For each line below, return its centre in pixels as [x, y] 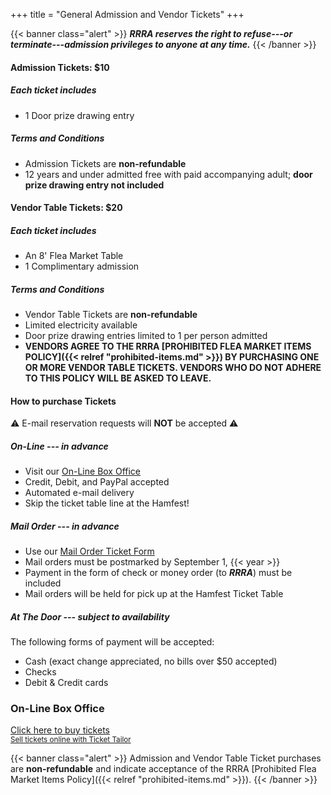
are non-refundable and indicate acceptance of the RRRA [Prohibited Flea [163, 769]
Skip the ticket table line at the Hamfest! [107, 503]
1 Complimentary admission [82, 266]
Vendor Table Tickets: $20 [66, 208]
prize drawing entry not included [94, 185]
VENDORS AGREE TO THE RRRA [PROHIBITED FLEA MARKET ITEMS [168, 346]
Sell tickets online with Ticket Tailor [71, 740]
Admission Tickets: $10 [60, 67]
